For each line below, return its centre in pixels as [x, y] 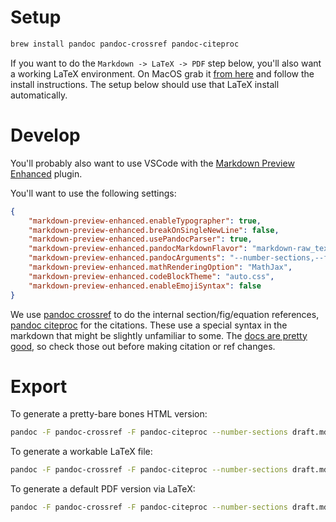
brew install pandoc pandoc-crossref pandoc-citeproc [125, 44]
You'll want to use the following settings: [93, 193]
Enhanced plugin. [46, 173]
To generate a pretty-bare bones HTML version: [109, 414]
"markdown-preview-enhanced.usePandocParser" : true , [140, 239]
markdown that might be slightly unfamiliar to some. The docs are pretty [159, 335]
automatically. [39, 95]
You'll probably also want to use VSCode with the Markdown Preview [152, 163]
